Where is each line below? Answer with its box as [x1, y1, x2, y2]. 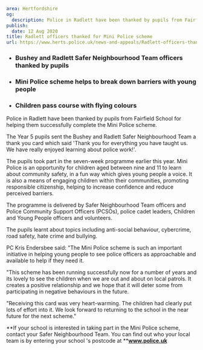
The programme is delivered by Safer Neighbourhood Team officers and [6, 201, 186, 209]
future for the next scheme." [6, 313, 77, 320]
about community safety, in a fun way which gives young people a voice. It [6, 170, 192, 178]
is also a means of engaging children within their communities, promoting [6, 177, 189, 184]
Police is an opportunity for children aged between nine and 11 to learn [6, 164, 182, 172]
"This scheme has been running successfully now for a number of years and [6, 269, 197, 276]
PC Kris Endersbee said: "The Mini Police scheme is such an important [6, 244, 182, 251]
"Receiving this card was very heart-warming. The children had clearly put [6, 300, 192, 307]
